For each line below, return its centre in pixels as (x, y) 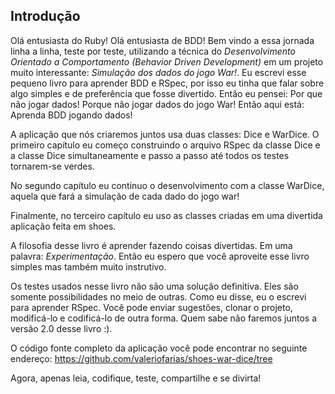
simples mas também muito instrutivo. (88, 266)
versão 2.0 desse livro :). (61, 328)
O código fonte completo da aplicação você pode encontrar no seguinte (159, 348)
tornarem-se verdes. (52, 166)
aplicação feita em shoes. (63, 226)
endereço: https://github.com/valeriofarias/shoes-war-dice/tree (141, 358)
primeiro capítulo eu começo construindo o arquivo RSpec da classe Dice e (165, 145)
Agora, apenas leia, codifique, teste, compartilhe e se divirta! (136, 378)
